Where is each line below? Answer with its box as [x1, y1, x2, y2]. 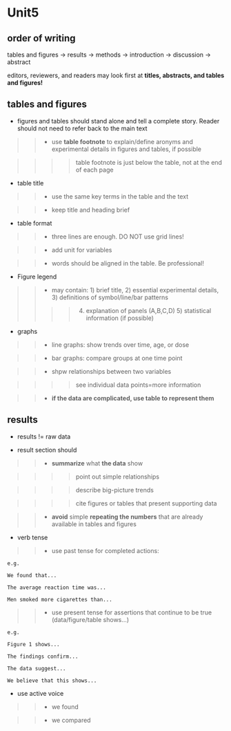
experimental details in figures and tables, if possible [51, 145, 202, 153]
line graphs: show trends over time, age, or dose [51, 340, 190, 349]
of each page [75, 166, 114, 174]
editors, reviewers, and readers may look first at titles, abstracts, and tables [7, 71, 225, 79]
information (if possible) [86, 314, 154, 322]
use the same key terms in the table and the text [51, 192, 188, 201]
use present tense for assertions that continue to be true [51, 608, 212, 617]
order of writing [7, 32, 76, 44]
